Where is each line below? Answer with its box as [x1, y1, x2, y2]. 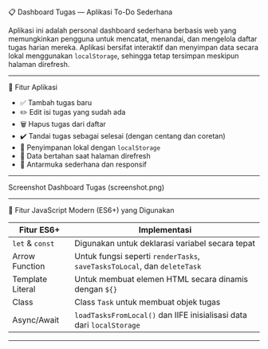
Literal [12, 284, 36, 294]
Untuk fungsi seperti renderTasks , [74, 251, 201, 261]
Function [12, 261, 45, 272]
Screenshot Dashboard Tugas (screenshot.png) [8, 182, 165, 192]
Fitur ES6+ [18, 225, 61, 235]
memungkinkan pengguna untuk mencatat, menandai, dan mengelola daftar [8, 34, 258, 43]
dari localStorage [74, 320, 141, 330]
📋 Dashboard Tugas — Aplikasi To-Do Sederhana [8, 7, 173, 17]
